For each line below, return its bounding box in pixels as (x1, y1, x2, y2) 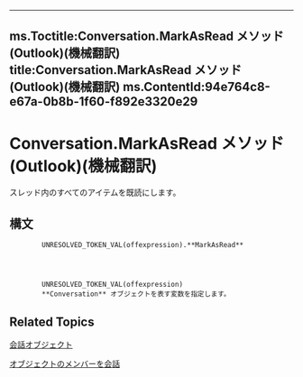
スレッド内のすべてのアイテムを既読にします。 (9, 187, 181, 198)
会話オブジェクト (9, 339, 73, 350)
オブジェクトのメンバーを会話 (9, 358, 120, 369)
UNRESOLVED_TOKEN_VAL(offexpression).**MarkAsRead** (41, 241, 244, 250)
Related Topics (9, 314, 95, 329)
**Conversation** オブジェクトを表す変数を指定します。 (41, 290, 231, 299)
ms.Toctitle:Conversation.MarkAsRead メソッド (9, 29, 284, 44)
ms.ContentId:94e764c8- (123, 79, 271, 95)
